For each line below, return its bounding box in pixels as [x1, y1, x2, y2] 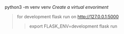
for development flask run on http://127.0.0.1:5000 [16, 14, 119, 19]
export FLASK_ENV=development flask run [29, 23, 118, 29]
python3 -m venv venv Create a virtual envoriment [4, 4, 109, 10]
